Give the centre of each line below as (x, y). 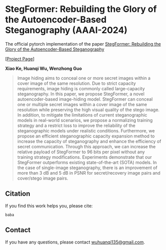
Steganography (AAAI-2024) (66, 30)
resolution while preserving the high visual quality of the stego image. (88, 110)
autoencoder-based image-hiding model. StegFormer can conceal (85, 99)
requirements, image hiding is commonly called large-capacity (81, 88)
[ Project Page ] (20, 59)
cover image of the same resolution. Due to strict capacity (77, 83)
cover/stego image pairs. (43, 178)
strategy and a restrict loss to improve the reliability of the (76, 125)
